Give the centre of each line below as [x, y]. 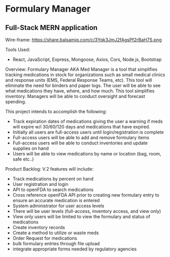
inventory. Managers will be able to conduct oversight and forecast [75, 96]
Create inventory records [39, 227]
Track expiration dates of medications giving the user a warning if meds [88, 121]
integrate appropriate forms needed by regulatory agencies [75, 249]
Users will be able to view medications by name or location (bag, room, [87, 154]
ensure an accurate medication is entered [56, 200]
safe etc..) [23, 159]
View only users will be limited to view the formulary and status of [81, 217]
